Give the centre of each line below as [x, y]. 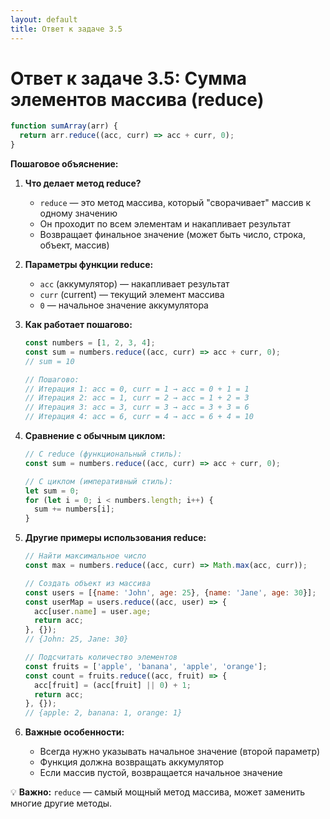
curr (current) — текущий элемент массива [132, 295]
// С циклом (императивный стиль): [99, 481]
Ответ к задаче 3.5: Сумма [128, 78]
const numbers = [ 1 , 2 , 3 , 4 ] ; [90, 343]
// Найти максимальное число [85, 556]
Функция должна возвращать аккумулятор [131, 762]
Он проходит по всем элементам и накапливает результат [165, 224]
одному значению [78, 213]
